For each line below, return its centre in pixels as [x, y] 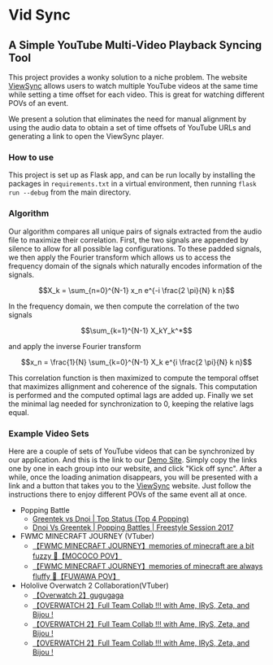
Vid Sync [39, 15]
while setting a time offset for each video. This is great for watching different [136, 94]
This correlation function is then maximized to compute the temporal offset [134, 378]
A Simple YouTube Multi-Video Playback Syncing [135, 45]
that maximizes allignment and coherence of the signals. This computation [133, 386]
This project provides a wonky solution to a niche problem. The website [128, 77]
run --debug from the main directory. [70, 192]
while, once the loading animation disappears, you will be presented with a [133, 477]
